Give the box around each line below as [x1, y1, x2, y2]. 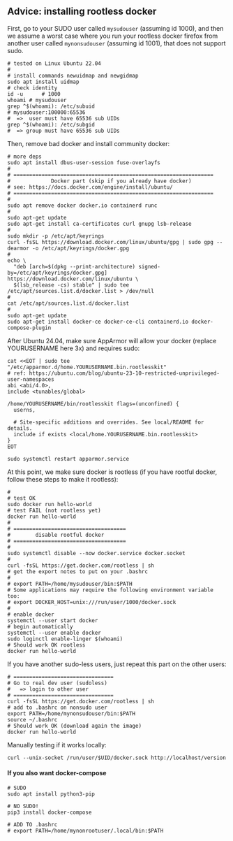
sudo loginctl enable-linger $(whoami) [7, 635, 123, 642]
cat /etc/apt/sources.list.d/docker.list [7, 300, 130, 307]
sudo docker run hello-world [7, 501, 92, 508]
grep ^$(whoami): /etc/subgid [7, 121, 96, 128]
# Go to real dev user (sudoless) [7, 680, 108, 687]
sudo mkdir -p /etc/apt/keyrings [7, 232, 105, 240]
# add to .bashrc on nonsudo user [7, 704, 108, 711]
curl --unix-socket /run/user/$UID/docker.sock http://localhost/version [7, 754, 227, 761]
